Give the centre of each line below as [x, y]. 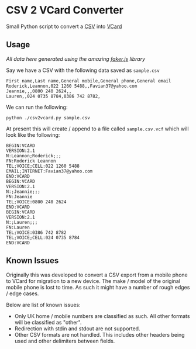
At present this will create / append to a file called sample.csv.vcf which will [97, 129]
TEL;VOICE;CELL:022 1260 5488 [43, 166]
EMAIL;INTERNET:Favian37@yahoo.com [49, 171]
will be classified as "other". [48, 322]
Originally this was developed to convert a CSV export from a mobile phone [97, 275]
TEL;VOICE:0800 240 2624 [36, 202]
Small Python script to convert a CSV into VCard [64, 26]
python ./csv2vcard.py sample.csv [48, 118]
